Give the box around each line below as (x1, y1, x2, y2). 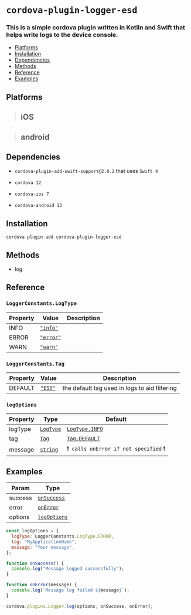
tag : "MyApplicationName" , (11, 539, 77, 545)
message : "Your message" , (11, 544, 75, 550)
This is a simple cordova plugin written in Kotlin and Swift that (6, 23, 186, 32)
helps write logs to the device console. (6, 31, 118, 39)
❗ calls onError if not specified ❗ (66, 444, 166, 453)
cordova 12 (14, 180, 42, 186)
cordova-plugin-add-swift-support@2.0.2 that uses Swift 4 (14, 168, 158, 175)
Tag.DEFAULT (66, 436, 100, 442)
